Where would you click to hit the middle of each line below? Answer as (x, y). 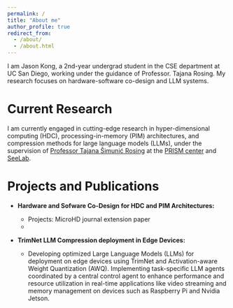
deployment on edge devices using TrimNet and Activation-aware (123, 261)
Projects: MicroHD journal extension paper (89, 219)
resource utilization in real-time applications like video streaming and (127, 283)
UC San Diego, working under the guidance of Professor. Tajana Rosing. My (116, 73)
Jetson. (39, 298)
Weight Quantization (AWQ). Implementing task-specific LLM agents (126, 268)
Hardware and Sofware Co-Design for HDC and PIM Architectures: (116, 205)
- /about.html (34, 46)
